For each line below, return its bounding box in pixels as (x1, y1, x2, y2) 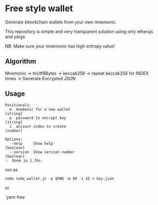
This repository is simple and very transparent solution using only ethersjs (5, 28, 153, 34)
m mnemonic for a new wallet (9, 107, 70, 112)
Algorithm (5, 57, 36, 66)
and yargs (5, 34, 25, 40)
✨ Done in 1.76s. (5, 158, 43, 163)
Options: (5, 137, 23, 142)
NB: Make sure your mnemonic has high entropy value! (5, 43, 115, 49)
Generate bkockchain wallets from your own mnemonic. (5, 19, 117, 25)
